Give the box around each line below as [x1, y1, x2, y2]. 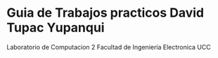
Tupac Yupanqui [6, 20, 105, 36]
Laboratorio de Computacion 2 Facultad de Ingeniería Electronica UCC [6, 43, 212, 51]
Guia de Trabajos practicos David [6, 5, 205, 21]
